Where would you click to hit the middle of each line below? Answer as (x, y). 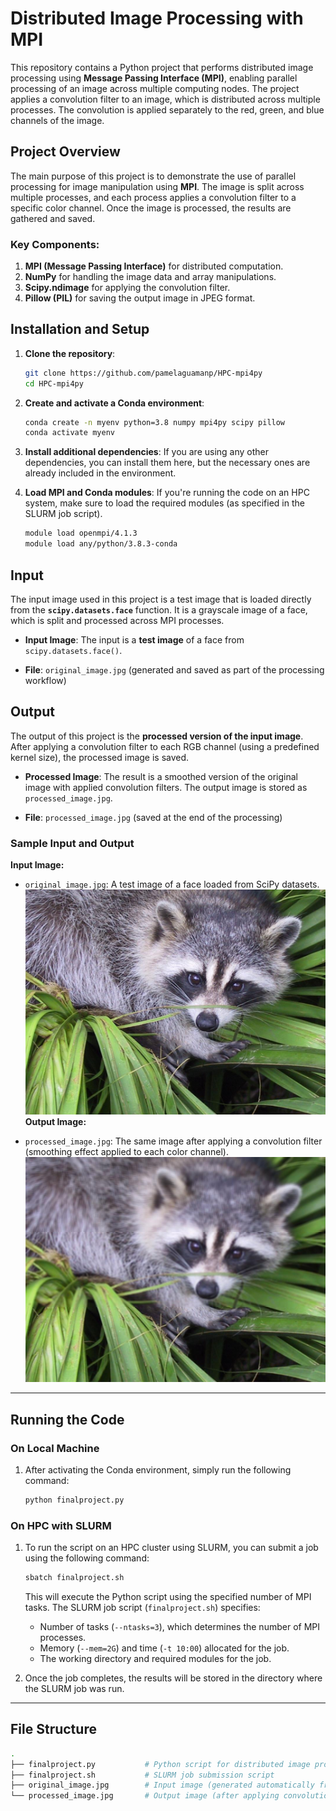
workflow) (45, 680)
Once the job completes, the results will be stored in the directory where (173, 1678)
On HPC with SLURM (61, 1525)
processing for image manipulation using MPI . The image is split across (157, 186)
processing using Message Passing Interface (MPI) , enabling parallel (154, 78)
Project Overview (65, 152)
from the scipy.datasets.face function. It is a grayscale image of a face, (159, 609)
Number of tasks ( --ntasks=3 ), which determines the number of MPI (179, 1627)
